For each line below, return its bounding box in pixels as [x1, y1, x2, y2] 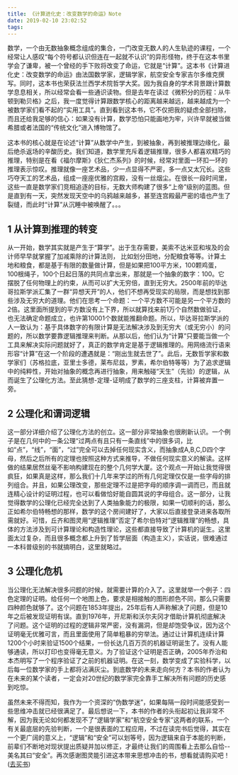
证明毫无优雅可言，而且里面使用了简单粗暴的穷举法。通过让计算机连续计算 [7, 629, 225, 638]
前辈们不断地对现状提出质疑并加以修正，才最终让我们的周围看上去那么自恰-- [7, 742, 230, 750]
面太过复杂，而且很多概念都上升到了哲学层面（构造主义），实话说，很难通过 [7, 534, 228, 542]
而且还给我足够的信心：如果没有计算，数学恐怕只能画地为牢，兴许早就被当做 [7, 115, 231, 123]
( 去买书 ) [7, 759, 31, 768]
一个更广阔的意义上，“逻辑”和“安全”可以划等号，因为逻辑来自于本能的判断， [7, 733, 229, 742]
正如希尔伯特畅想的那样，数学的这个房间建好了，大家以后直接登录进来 [7, 507, 212, 515]
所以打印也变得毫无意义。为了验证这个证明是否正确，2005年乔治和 [31, 647, 228, 655]
